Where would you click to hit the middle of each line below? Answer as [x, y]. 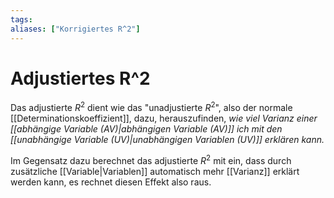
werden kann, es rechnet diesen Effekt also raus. [111, 182]
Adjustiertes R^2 [80, 78]
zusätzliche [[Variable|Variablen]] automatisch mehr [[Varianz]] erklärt [155, 171]
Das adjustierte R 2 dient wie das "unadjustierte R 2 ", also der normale [151, 107]
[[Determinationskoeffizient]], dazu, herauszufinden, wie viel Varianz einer [164, 118]
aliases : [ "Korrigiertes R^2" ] [75, 29]
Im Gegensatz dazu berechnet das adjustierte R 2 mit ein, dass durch [151, 159]
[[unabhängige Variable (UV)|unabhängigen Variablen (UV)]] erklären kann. [167, 140]
